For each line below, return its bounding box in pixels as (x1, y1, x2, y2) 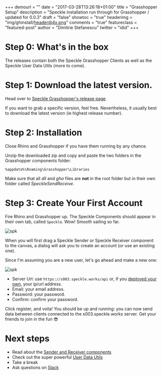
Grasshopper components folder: (5, 157, 72, 164)
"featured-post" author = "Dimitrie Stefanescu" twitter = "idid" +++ (5, 25, 139, 30)
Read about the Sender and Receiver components (12, 349, 112, 355)
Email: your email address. (12, 286, 65, 292)
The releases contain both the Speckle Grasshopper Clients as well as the (5, 58, 152, 63)
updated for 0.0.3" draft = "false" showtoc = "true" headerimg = (5, 15, 133, 20)
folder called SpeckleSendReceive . (5, 180, 74, 186)
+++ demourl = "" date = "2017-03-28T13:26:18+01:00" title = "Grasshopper (5, 4, 158, 10)
